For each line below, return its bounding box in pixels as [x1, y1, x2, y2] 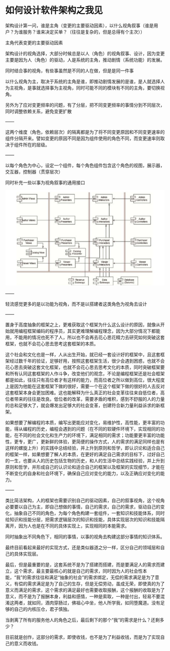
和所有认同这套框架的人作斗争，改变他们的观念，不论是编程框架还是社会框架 [5, 370, 165, 376]
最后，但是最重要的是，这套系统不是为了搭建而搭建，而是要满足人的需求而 [5, 561, 160, 568]
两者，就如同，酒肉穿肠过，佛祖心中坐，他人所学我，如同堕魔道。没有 [14, 600, 160, 606]
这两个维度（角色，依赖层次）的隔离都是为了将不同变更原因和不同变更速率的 [5, 129, 165, 135]
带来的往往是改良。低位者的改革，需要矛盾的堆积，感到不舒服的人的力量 [14, 396, 165, 402]
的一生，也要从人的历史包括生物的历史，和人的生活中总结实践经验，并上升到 [5, 457, 165, 463]
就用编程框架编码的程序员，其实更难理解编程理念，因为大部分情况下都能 [9, 328, 160, 334]
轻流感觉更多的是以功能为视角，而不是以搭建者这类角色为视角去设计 [5, 301, 147, 307]
